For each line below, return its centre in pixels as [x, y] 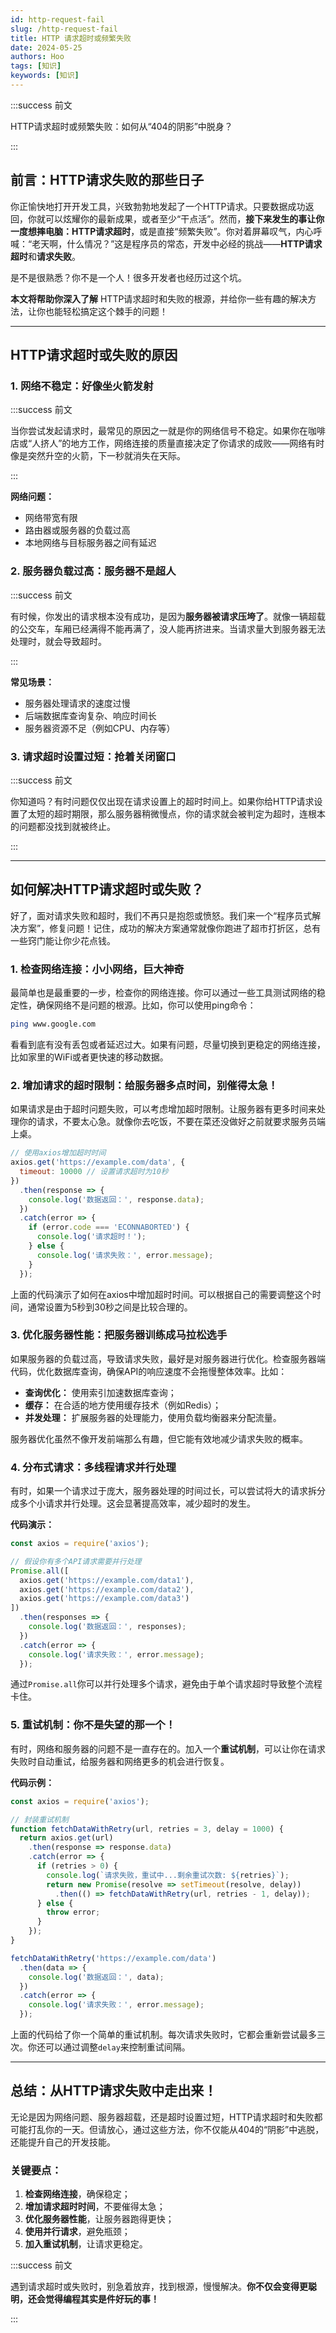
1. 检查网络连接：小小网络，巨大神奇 [97, 969]
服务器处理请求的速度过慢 [77, 703]
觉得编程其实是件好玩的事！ [102, 2299]
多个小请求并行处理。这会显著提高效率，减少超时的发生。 [137, 1503]
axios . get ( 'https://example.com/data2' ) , [107, 1589]
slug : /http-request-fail [64, 29]
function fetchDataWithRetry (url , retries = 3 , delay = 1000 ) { [147, 1829]
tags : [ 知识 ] [36, 66]
